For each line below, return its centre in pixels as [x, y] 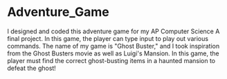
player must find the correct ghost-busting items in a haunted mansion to [111, 60]
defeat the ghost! [32, 68]
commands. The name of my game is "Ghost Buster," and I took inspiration [113, 46]
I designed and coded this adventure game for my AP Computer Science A [113, 31]
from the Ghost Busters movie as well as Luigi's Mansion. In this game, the [113, 53]
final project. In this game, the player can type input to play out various [108, 38]
